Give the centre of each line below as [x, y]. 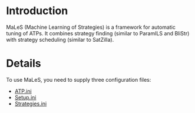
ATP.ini [23, 91]
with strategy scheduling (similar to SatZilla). [60, 39]
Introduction [37, 11]
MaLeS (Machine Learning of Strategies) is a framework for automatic [91, 27]
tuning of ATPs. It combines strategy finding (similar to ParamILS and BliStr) [98, 33]
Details [24, 64]
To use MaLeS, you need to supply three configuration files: [79, 79]
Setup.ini [25, 97]
